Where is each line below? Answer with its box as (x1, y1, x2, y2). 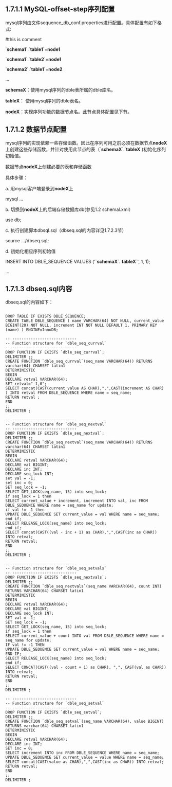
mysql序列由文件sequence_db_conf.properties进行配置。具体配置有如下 (5, 20, 158, 26)
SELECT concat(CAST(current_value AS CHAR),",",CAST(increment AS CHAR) (5, 386, 164, 391)
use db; (5, 217, 22, 223)
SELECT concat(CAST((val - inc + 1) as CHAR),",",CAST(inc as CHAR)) (5, 530, 158, 535)
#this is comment (5, 36, 42, 42)
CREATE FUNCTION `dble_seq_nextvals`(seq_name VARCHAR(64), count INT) (5, 584, 162, 589)
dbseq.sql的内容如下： (5, 299, 53, 305)
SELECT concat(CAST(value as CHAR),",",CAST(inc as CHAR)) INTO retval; (5, 759, 164, 765)
